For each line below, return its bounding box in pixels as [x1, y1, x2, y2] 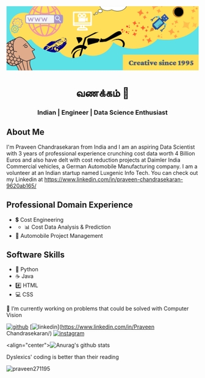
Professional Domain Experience [6, 200, 133, 210]
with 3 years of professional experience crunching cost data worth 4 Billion [6, 149, 195, 157]
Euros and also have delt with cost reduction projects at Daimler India [6, 156, 181, 163]
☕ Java [15, 273, 34, 280]
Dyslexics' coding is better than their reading [6, 354, 119, 361]
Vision [6, 312, 23, 319]
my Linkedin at [6, 176, 43, 183]
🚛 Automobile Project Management [15, 232, 103, 239]
